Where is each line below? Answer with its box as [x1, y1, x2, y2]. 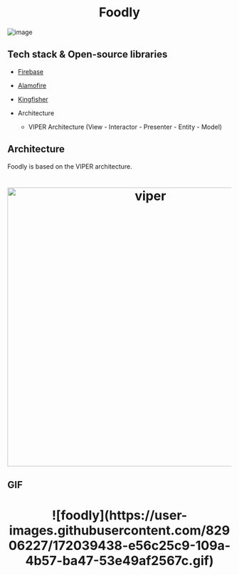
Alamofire [17, 81, 47, 90]
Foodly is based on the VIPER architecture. [7, 162, 133, 171]
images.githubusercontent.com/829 [9, 522, 230, 539]
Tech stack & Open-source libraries [7, 48, 168, 60]
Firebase [17, 67, 44, 75]
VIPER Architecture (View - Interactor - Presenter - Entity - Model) [28, 122, 223, 131]
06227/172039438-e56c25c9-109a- [8, 538, 231, 554]
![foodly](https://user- [51, 507, 188, 524]
